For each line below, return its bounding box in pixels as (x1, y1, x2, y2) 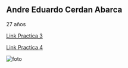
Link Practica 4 (6, 44, 43, 51)
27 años (6, 20, 26, 27)
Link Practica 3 (6, 32, 43, 39)
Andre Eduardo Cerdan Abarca (6, 5, 123, 15)
